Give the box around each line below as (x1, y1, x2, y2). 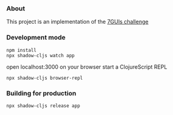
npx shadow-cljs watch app (6, 52, 75, 58)
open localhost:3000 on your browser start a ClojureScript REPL (6, 63, 168, 71)
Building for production (6, 89, 77, 97)
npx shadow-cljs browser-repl (6, 75, 83, 81)
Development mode (6, 33, 66, 42)
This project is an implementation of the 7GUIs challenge (6, 18, 149, 26)
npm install (6, 47, 37, 53)
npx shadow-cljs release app (6, 102, 80, 109)
